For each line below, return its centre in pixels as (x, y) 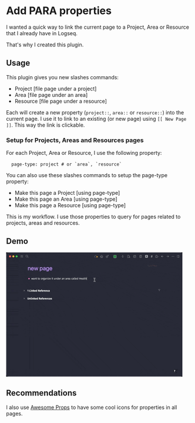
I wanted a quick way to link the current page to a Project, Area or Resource (98, 27)
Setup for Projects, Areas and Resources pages (75, 140)
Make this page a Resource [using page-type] (70, 205)
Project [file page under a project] (56, 89)
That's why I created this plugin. (45, 45)
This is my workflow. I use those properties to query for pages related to (93, 217)
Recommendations (41, 393)
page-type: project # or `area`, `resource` (67, 165)
